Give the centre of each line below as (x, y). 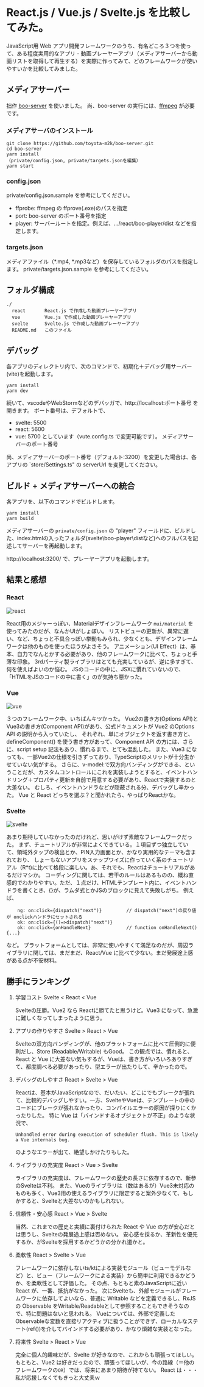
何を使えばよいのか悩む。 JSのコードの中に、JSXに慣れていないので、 (95, 669)
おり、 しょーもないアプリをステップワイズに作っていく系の (92, 860)
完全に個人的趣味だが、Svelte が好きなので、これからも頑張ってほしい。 (106, 1355)
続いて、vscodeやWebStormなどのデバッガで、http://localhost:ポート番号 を (103, 403)
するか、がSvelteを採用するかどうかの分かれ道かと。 (82, 1242)
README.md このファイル (42, 330)
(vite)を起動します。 (31, 374)
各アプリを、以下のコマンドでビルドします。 (62, 502)
